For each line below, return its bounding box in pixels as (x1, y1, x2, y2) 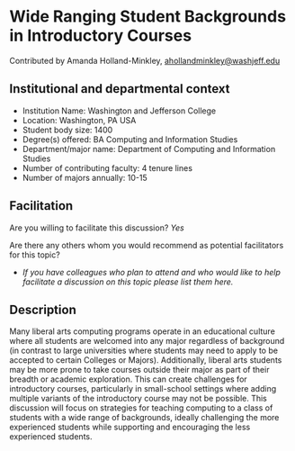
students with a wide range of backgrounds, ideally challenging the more (9, 412, 280, 423)
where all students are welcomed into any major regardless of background (9, 336, 285, 347)
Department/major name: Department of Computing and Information (22, 143, 276, 154)
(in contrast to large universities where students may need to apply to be (9, 345, 279, 356)
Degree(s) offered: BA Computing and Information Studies (22, 133, 238, 145)
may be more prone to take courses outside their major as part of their (9, 365, 270, 375)
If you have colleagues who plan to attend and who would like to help (22, 266, 281, 277)
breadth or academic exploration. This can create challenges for (9, 374, 247, 384)
